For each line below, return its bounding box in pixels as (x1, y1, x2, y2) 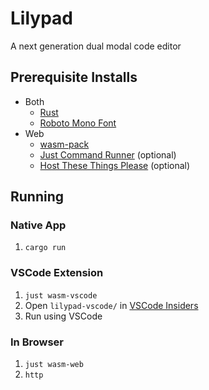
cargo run (24, 243, 67, 253)
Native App (10, 218, 67, 232)
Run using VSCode (24, 310, 103, 322)
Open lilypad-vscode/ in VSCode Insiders (24, 299, 199, 311)
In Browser (10, 335, 65, 349)
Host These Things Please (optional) (39, 159, 191, 171)
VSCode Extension (10, 266, 104, 280)
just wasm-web (24, 360, 84, 370)
